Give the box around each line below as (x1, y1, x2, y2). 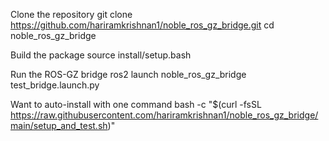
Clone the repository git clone (10, 9, 133, 20)
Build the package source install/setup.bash (10, 49, 192, 61)
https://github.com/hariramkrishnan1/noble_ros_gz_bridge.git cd (10, 19, 275, 31)
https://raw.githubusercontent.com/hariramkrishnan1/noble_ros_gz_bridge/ (10, 109, 319, 121)
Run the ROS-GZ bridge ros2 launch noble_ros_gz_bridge (10, 69, 247, 80)
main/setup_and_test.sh (10, 120, 108, 131)
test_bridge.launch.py (10, 79, 100, 91)
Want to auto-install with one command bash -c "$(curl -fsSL (10, 99, 262, 110)
